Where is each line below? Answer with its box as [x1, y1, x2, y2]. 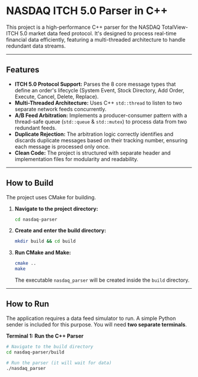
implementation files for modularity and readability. [14, 155, 138, 162]
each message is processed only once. [14, 143, 110, 150]
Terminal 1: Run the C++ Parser [6, 332, 84, 339]
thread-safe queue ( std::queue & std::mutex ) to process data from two [14, 118, 187, 125]
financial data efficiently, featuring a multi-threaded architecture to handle [6, 36, 186, 43]
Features [6, 65, 39, 75]
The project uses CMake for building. [6, 193, 96, 201]
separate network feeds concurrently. [14, 105, 107, 112]
